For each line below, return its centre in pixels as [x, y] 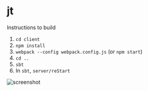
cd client [28, 39]
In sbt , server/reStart [43, 70]
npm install [30, 46]
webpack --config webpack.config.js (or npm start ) [79, 51]
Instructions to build [31, 27]
